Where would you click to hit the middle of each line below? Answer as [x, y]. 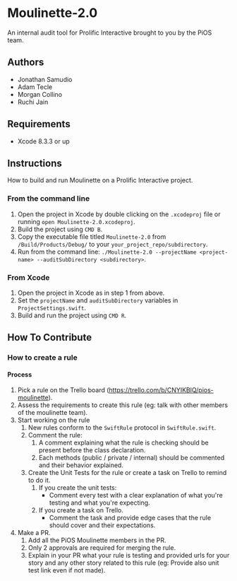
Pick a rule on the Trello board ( [63, 390]
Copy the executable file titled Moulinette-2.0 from [92, 236]
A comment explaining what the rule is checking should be [124, 442]
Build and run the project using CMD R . [72, 315]
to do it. [39, 480]
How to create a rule [42, 358]
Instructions [35, 163]
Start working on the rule [54, 420]
